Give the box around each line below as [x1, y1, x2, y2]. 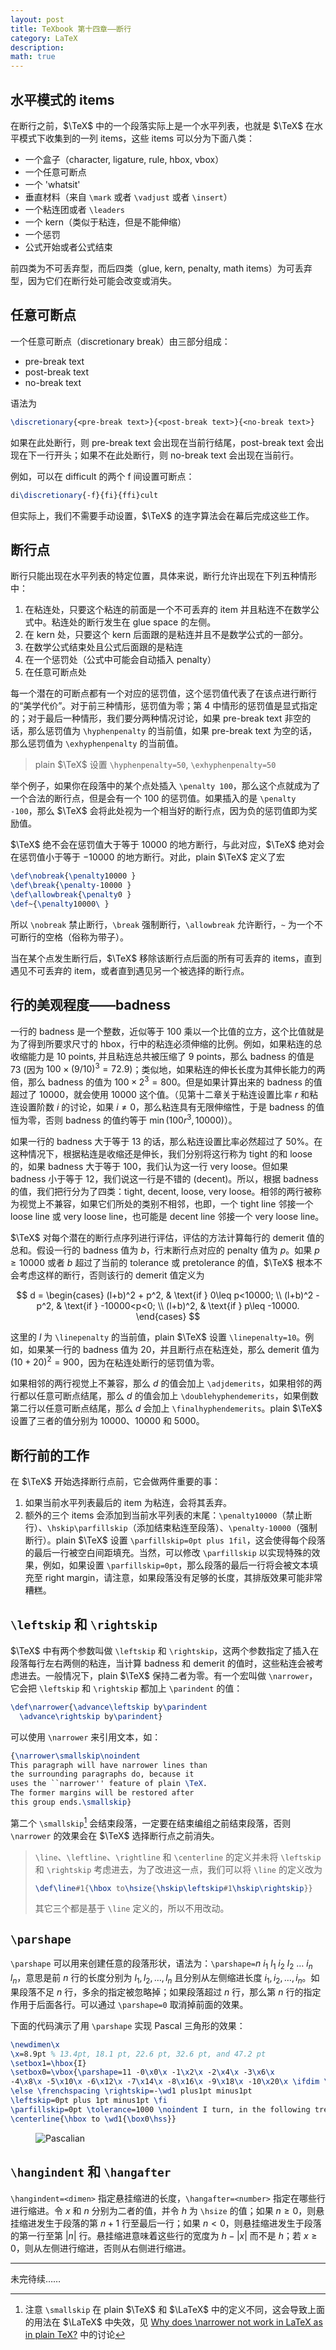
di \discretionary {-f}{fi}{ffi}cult [10, 490, 159, 500]
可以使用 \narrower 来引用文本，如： [10, 1731, 162, 1743]
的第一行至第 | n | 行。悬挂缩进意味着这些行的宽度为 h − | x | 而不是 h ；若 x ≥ [10, 2229, 318, 2241]
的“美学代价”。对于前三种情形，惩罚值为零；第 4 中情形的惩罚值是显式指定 [10, 700, 318, 712]
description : [10, 42, 65, 53]
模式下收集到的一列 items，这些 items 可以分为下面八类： [18, 132, 256, 144]
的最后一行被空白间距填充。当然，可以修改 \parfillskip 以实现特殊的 [24, 1547, 312, 1559]
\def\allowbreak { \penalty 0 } [10, 890, 132, 900]
